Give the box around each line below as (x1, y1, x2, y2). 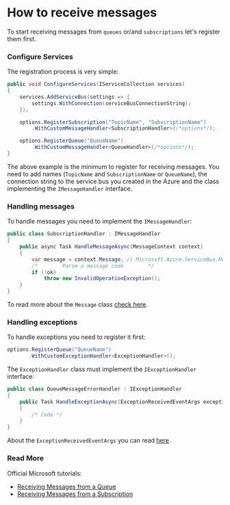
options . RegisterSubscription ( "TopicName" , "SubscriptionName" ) (19, 119, 207, 126)
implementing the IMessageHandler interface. (7, 184, 133, 193)
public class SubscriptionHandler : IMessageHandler (7, 231, 161, 237)
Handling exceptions (7, 317, 77, 327)
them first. (7, 34, 36, 43)
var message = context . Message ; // (31, 256, 133, 263)
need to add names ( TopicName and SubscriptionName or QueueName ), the (7, 169, 207, 178)
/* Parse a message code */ (31, 262, 155, 269)
